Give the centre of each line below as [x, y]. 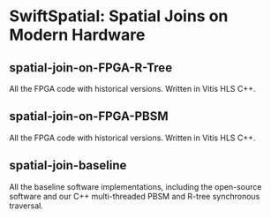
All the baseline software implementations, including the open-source [135, 186]
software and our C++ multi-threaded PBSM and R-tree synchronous [135, 196]
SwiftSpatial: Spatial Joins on [119, 16]
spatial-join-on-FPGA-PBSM [89, 117]
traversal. [26, 206]
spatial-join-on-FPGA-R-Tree [91, 68]
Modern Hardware [77, 35]
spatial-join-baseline [68, 165]
